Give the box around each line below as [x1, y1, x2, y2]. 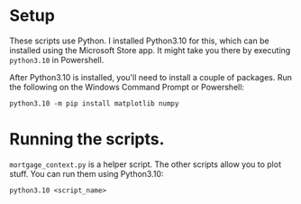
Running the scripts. [9, 129, 165, 150]
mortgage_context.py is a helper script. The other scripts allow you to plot [9, 159, 282, 170]
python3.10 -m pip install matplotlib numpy [9, 98, 179, 108]
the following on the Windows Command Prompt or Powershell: [9, 81, 245, 92]
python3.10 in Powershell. [9, 54, 105, 65]
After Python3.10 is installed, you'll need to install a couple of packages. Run [9, 71, 293, 82]
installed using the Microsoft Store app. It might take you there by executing [9, 44, 291, 55]
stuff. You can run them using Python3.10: [9, 168, 164, 179]
